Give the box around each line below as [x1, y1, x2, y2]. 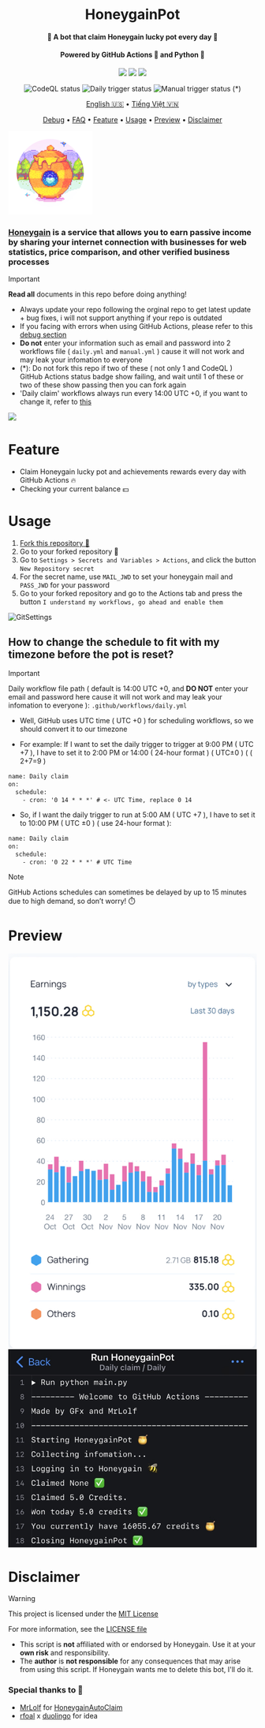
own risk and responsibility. [19, 1648, 110, 1658]
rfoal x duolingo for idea [19, 1711, 99, 1720]
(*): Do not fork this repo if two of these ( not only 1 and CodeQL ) [19, 364, 233, 373]
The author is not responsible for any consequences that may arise [19, 1656, 241, 1666]
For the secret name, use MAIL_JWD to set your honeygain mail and [19, 572, 233, 581]
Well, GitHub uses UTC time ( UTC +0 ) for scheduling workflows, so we [19, 715, 254, 725]
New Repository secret [19, 565, 95, 573]
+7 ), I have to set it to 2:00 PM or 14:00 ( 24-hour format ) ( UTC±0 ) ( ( [19, 748, 253, 757]
